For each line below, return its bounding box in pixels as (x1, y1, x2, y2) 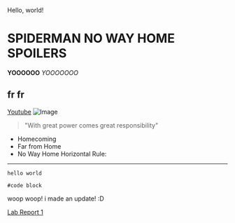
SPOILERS (7, 46, 67, 62)
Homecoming (17, 135, 57, 143)
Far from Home (17, 142, 62, 150)
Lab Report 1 (7, 208, 43, 216)
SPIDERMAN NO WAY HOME (7, 31, 175, 46)
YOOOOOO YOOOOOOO (7, 68, 79, 76)
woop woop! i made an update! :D (7, 194, 105, 203)
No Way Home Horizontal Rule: (17, 149, 107, 158)
